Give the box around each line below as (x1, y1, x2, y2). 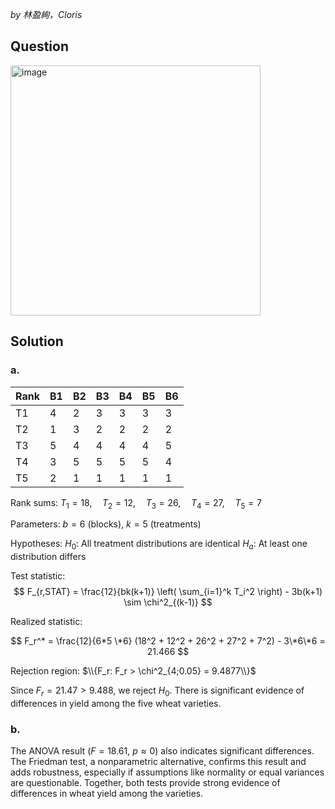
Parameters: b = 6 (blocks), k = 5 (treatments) (10, 518, 202, 530)
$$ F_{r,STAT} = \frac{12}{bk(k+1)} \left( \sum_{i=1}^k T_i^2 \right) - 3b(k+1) (13, 586, 323, 598)
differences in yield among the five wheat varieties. (10, 697, 222, 709)
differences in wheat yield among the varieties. (10, 788, 204, 800)
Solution (10, 333, 64, 350)
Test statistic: (10, 570, 66, 582)
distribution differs (10, 551, 87, 563)
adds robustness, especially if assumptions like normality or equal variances (10, 766, 325, 778)
